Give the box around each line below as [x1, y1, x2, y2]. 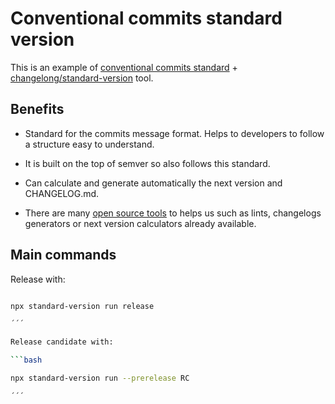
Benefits [10, 101, 65, 118]
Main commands [10, 247, 117, 264]
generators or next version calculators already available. [24, 217, 257, 229]
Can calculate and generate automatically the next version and [24, 177, 283, 189]
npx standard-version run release [10, 301, 155, 311]
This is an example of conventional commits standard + [10, 61, 238, 73]
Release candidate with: [10, 337, 114, 347]
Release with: [10, 273, 66, 285]
